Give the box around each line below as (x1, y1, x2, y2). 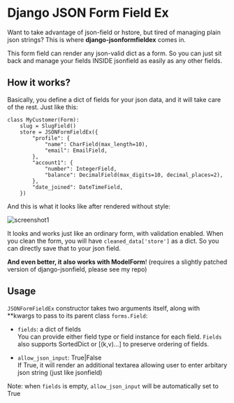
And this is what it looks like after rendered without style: (7, 201, 171, 211)
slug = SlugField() (20, 122, 77, 129)
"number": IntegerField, (44, 165, 117, 172)
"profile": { (32, 134, 71, 141)
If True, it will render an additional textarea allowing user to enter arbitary (17, 360, 228, 369)
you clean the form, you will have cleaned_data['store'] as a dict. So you (7, 236, 219, 245)
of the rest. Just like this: (7, 103, 78, 111)
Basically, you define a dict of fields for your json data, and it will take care (7, 95, 221, 104)
